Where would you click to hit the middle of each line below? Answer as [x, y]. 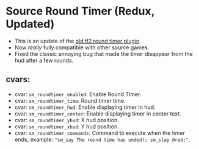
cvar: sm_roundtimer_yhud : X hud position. [67, 120]
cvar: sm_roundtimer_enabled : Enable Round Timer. [78, 94]
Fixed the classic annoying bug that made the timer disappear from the [103, 54]
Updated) [30, 24]
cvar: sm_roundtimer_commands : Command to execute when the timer [100, 133]
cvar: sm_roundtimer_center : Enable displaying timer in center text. [98, 113]
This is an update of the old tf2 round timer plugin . [78, 41]
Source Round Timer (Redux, [80, 11]
